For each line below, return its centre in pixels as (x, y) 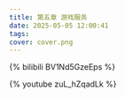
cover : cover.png (41, 42)
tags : (19, 34)
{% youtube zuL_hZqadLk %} (63, 84)
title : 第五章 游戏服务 (48, 17)
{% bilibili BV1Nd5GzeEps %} (62, 67)
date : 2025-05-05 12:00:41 (59, 26)
